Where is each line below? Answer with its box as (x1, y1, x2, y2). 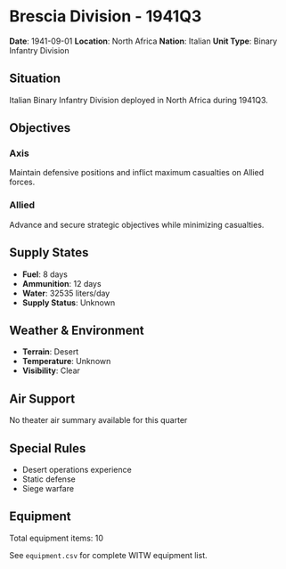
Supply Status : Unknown (21, 297, 116, 308)
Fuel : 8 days (21, 269, 69, 280)
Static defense (21, 474, 76, 484)
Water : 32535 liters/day (21, 288, 110, 298)
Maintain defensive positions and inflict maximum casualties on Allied (9, 167, 265, 178)
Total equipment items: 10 (9, 532, 104, 543)
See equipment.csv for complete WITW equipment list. (9, 549, 208, 560)
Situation (9, 71, 61, 86)
